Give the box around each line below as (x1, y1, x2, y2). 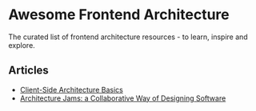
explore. (8, 40, 36, 50)
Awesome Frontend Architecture (8, 6, 230, 24)
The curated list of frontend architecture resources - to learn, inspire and (8, 32, 248, 42)
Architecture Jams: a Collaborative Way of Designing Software (19, 93, 226, 103)
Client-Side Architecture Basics (19, 85, 124, 94)
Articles (8, 64, 50, 77)
